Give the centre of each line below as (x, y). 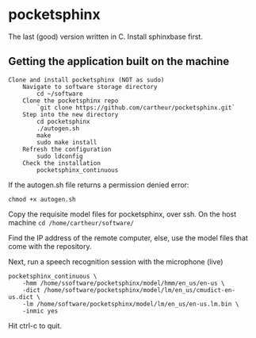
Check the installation (62, 163)
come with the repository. (50, 246)
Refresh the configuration (67, 149)
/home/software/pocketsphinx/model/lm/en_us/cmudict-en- (139, 290)
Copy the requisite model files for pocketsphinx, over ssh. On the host (122, 214)
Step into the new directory (71, 114)
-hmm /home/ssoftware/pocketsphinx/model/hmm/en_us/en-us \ (124, 283)
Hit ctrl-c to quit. (35, 325)
